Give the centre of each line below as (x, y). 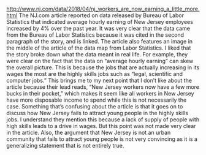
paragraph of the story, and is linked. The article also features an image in (100, 41)
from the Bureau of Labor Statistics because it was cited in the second (95, 35)
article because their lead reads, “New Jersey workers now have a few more (103, 87)
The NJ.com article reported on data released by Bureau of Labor (101, 15)
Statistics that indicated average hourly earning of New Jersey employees (100, 22)
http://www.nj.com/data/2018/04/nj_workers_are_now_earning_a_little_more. (103, 9)
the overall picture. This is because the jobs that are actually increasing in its (103, 67)
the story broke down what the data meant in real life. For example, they (97, 54)
